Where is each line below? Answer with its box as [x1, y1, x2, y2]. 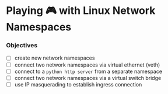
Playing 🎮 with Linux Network [6, 4, 156, 18]
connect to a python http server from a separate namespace [14, 68, 162, 75]
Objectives [6, 41, 38, 50]
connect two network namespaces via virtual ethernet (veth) [14, 61, 160, 68]
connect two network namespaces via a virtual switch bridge [14, 74, 162, 81]
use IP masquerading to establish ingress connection [14, 81, 142, 88]
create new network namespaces [14, 54, 95, 61]
